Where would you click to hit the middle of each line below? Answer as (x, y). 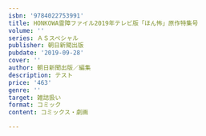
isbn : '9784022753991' (46, 16)
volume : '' (26, 30)
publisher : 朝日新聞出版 (46, 46)
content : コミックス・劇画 (48, 113)
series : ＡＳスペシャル (43, 38)
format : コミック (35, 105)
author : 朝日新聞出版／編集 (50, 68)
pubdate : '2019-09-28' (46, 53)
